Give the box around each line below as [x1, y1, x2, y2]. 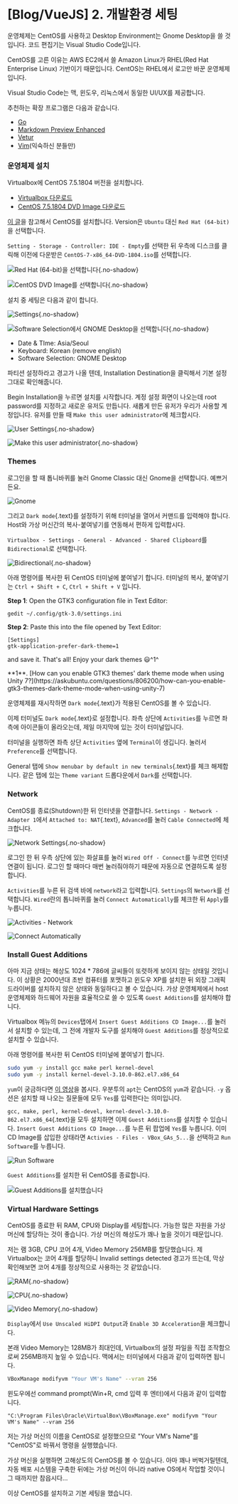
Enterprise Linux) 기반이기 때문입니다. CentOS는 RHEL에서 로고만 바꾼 [7, 64, 206, 73]
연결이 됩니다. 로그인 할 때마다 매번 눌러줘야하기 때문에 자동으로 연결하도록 [7, 862, 215, 871]
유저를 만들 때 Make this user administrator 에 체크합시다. [33, 411, 201, 419]
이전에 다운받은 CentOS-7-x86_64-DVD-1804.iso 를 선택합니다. [20, 251, 192, 259]
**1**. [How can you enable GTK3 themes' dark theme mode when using [7, 669, 225, 678]
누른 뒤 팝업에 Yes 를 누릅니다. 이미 [132, 1124, 227, 1132]
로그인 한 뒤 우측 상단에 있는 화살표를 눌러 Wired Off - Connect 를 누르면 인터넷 [7, 853, 229, 861]
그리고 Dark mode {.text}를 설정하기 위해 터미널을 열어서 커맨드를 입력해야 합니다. [7, 511, 231, 520]
